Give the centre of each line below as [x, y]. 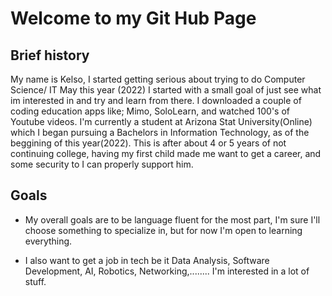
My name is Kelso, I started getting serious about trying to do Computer [158, 79]
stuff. [35, 281]
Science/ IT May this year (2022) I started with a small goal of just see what [166, 90]
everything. [48, 241]
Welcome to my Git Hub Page [133, 18]
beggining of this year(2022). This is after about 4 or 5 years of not [148, 143]
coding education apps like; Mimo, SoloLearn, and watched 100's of [150, 111]
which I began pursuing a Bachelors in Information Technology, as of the [160, 132]
